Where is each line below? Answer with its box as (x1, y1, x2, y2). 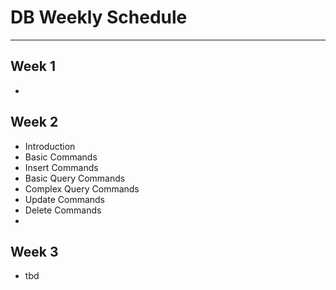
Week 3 (10, 243, 59, 260)
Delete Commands (24, 204, 102, 216)
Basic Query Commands (24, 172, 126, 184)
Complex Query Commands (24, 182, 140, 195)
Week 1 (10, 58, 56, 75)
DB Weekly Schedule (10, 6, 188, 29)
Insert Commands (24, 161, 99, 173)
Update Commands (24, 193, 106, 205)
